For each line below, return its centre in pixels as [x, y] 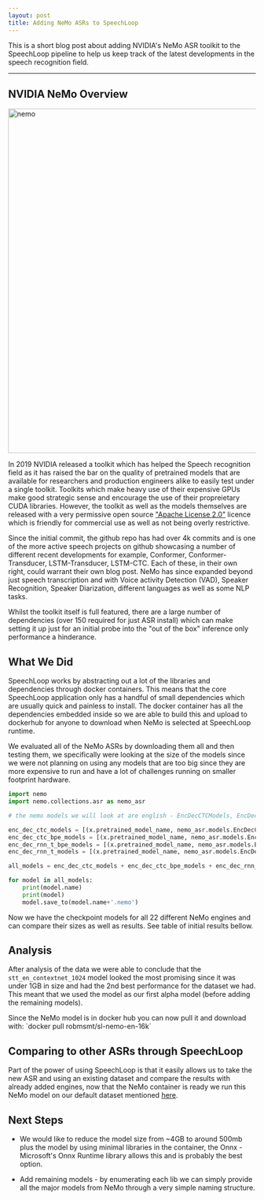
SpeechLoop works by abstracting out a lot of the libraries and [109, 681]
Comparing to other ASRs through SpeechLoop [126, 1051]
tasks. [18, 597]
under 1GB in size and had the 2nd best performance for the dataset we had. [132, 986]
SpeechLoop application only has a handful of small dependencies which [126, 698]
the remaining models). [46, 1003]
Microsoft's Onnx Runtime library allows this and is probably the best [131, 1156]
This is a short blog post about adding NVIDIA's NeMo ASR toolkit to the [125, 45]
